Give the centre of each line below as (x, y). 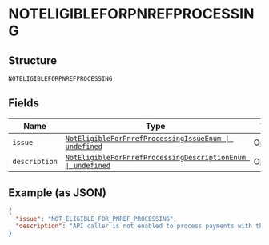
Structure (33, 60)
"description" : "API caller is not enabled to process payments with (134, 226)
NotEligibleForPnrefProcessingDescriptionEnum (156, 157)
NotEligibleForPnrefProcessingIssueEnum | (147, 138)
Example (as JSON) (57, 193)
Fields (24, 104)
